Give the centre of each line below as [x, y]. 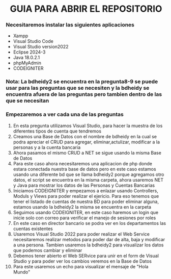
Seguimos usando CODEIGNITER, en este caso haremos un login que [86, 212]
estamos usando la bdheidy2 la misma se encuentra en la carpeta [82, 207]
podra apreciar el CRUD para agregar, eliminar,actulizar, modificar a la [86, 142]
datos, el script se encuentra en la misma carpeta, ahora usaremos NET [88, 180]
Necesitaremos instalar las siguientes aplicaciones [70, 25]
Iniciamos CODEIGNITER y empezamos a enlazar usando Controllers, [85, 191]
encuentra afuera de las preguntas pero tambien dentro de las [84, 94]
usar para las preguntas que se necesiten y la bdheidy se [78, 88]
